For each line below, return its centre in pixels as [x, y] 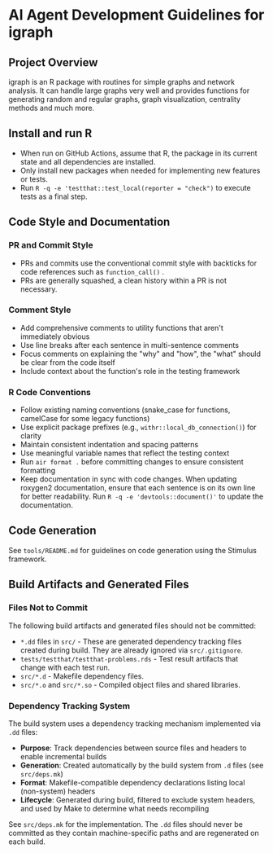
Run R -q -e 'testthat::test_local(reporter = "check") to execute [136, 187]
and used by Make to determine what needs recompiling [115, 808]
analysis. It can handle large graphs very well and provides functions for [129, 90]
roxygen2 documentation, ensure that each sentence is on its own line [138, 488]
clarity [31, 436]
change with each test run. [65, 667]
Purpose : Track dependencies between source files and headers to [133, 748]
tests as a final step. [54, 196]
